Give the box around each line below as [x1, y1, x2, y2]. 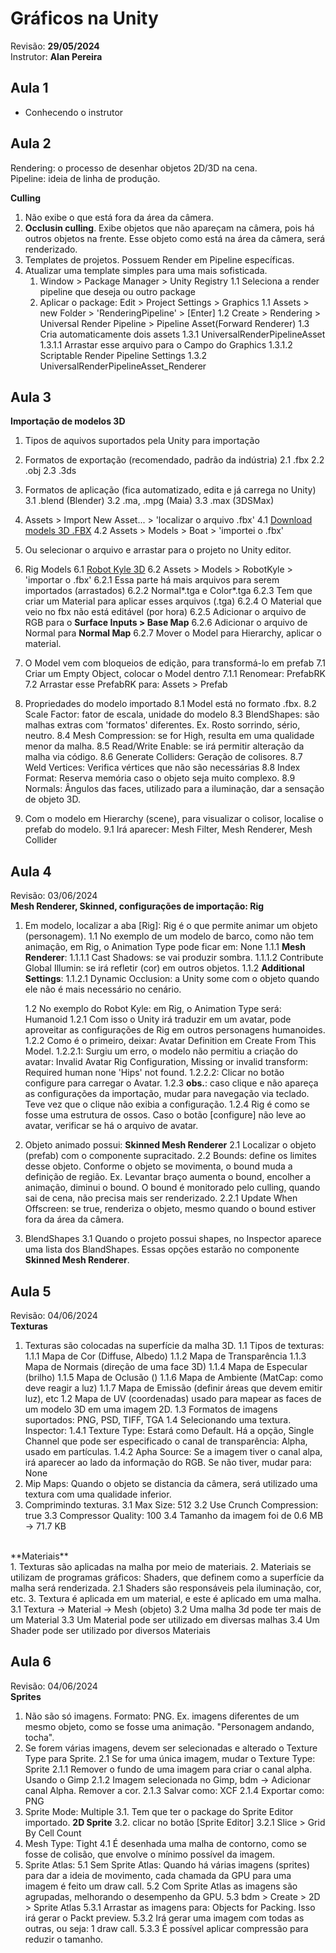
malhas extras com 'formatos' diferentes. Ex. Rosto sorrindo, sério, [24, 719, 301, 731]
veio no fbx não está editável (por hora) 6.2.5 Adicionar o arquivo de [24, 606, 307, 618]
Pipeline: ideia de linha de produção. [10, 172, 161, 184]
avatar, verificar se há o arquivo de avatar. [24, 1120, 199, 1132]
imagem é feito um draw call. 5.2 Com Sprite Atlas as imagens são [24, 1880, 298, 1892]
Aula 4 [10, 863, 52, 880]
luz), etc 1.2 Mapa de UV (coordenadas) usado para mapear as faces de [24, 1393, 322, 1404]
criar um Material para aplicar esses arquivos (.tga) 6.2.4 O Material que [24, 595, 322, 607]
